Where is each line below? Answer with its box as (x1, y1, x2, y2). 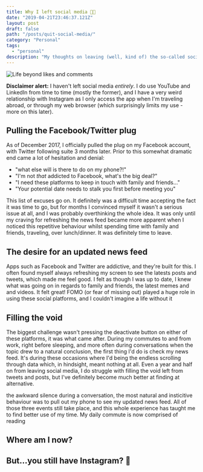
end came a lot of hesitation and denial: (6, 154, 105, 162)
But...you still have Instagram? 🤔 (6, 455, 131, 466)
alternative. (6, 380, 34, 387)
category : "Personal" (6, 37, 61, 43)
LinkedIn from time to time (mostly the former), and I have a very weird (6, 88, 182, 96)
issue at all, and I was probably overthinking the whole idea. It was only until (6, 210, 196, 217)
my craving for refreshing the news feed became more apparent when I (6, 216, 184, 224)
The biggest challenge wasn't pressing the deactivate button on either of (6, 329, 188, 336)
